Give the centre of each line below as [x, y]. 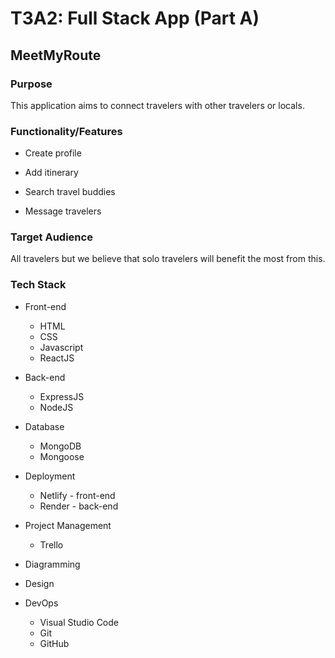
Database [44, 426]
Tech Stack [38, 285]
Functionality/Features [66, 131]
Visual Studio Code [79, 622]
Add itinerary [51, 173]
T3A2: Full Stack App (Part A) [135, 18]
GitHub [54, 643]
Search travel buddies [70, 192]
